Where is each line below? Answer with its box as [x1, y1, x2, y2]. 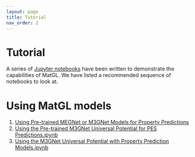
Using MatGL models [6, 99, 112, 112]
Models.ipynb [14, 144, 49, 151]
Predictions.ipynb [14, 131, 58, 138]
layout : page [6, 8, 39, 15]
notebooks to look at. [6, 78, 58, 85]
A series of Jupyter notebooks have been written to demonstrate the [6, 65, 175, 72]
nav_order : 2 [6, 20, 39, 26]
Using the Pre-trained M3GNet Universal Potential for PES [14, 125, 157, 132]
